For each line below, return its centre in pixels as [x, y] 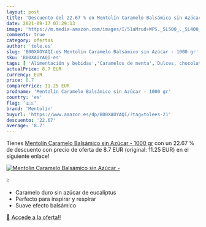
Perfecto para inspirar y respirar [55, 199]
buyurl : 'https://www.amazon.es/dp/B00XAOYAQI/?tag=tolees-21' [89, 114]
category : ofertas [30, 40]
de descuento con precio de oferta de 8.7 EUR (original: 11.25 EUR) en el [97, 150]
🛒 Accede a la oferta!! [34, 217]
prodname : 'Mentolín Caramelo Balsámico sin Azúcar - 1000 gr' [89, 92]
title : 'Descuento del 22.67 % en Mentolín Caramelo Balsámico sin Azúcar [104, 18]
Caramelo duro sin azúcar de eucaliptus [66, 193]
